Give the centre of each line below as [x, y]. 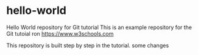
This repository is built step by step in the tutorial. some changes [88, 45]
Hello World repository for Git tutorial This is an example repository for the [99, 27]
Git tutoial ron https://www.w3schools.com [60, 33]
